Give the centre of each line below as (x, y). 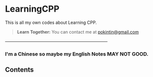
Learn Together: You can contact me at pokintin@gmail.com (78, 32)
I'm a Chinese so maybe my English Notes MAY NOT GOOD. (77, 54)
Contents (19, 70)
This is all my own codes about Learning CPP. (51, 22)
